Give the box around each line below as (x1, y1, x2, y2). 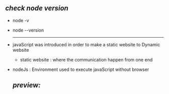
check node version (5, 4, 69, 13)
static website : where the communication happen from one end (20, 56, 153, 62)
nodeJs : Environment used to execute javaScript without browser (12, 66, 149, 72)
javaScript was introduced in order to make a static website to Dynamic (12, 41, 160, 47)
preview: (12, 81, 41, 89)
